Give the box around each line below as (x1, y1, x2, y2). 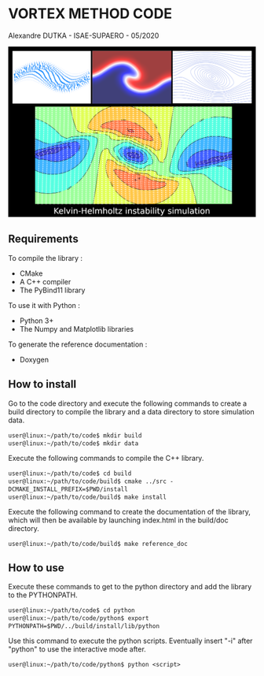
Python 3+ (19, 316, 54, 325)
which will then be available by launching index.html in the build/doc (8, 515, 229, 525)
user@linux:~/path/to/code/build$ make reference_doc (8, 540, 189, 548)
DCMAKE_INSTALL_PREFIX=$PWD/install (8, 485, 128, 493)
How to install (8, 377, 77, 391)
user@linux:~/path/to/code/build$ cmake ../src (8, 477, 167, 485)
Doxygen (19, 355, 49, 364)
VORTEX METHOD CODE (8, 5, 173, 23)
